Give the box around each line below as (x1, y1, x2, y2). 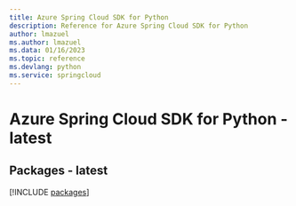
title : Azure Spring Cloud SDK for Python (9, 12, 169, 22)
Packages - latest (9, 163, 108, 178)
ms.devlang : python (9, 63, 82, 72)
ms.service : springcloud (9, 71, 101, 80)
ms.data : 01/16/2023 (9, 46, 86, 55)
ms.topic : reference (9, 54, 86, 63)
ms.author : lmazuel (9, 37, 82, 47)
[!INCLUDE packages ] (9, 186, 90, 197)
